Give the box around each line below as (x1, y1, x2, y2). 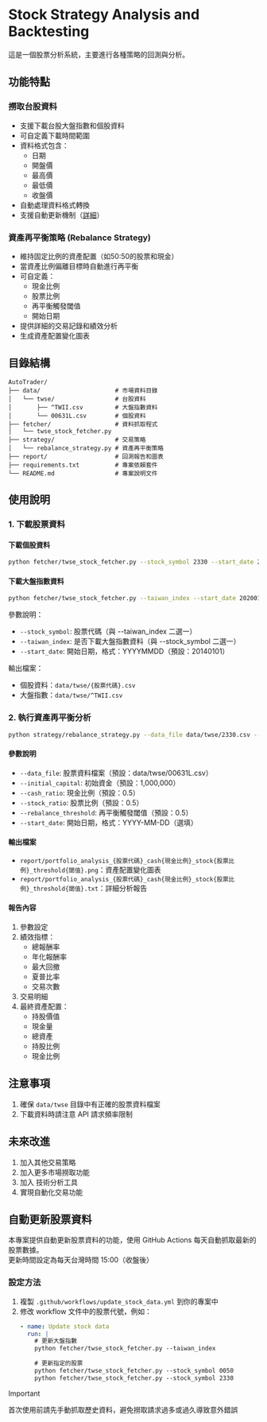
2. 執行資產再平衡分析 (8, 712, 91, 723)
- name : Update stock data (19, 1322, 110, 1331)
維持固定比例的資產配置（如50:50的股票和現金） (19, 251, 179, 261)
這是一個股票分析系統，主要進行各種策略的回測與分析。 (8, 49, 189, 59)
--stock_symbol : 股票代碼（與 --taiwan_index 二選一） (19, 626, 197, 637)
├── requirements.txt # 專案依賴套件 (8, 461, 158, 469)
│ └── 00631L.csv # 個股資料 (8, 412, 146, 420)
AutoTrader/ (8, 378, 48, 386)
